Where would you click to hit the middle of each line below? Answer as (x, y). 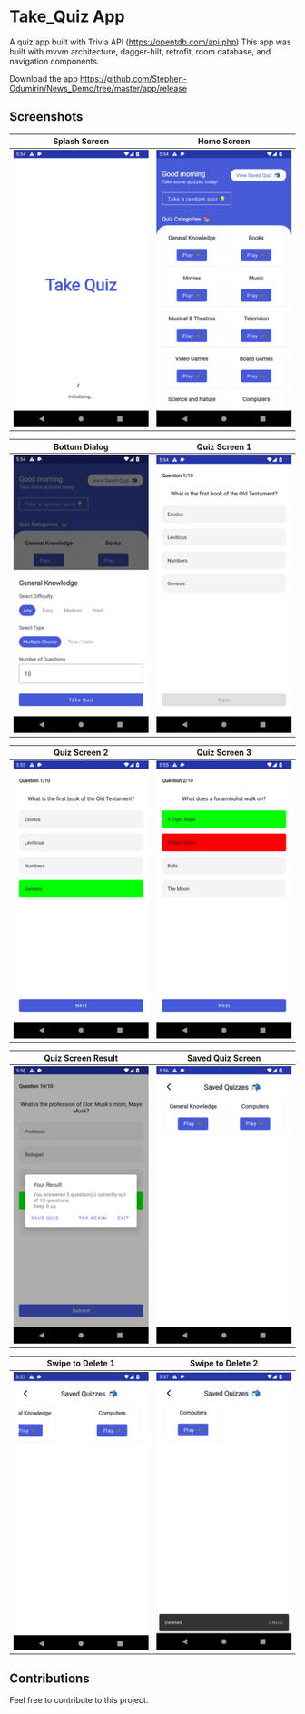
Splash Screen (81, 142)
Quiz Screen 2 (81, 753)
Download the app (44, 78)
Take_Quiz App (67, 17)
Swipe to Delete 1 (81, 1364)
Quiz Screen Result (81, 1058)
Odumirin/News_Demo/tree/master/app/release (98, 88)
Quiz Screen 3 (224, 753)
